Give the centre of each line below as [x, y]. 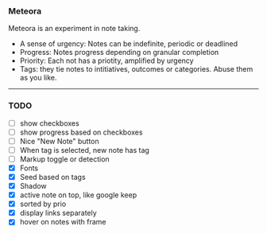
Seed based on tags [52, 177]
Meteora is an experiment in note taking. [74, 29]
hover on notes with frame [63, 222]
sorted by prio [43, 204]
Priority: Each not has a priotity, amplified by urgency [106, 60]
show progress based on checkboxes [81, 132]
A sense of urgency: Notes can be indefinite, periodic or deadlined [129, 44]
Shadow [33, 186]
